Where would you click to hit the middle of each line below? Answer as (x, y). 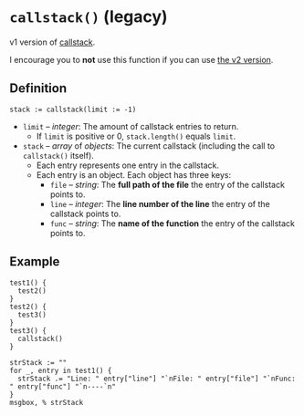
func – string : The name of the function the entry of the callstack (172, 223)
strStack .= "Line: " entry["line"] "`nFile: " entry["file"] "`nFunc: (157, 379)
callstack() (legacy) (89, 17)
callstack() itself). (58, 155)
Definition (38, 88)
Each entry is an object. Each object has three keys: (133, 174)
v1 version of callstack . (52, 42)
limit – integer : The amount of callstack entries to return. (131, 126)
